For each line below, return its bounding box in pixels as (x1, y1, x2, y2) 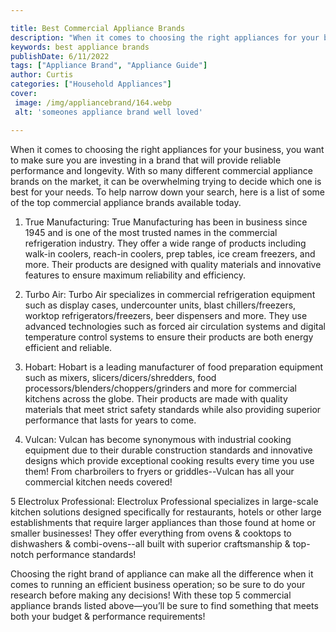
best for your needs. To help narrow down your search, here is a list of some (10, 186, 326, 198)
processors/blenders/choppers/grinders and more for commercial (24, 382, 297, 394)
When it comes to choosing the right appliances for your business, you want (10, 143, 325, 155)
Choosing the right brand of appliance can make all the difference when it (10, 567, 314, 580)
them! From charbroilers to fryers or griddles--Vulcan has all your (24, 465, 295, 477)
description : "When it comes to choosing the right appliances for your (10, 32, 320, 43)
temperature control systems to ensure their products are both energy (24, 331, 314, 343)
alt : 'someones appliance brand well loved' (14, 107, 203, 117)
